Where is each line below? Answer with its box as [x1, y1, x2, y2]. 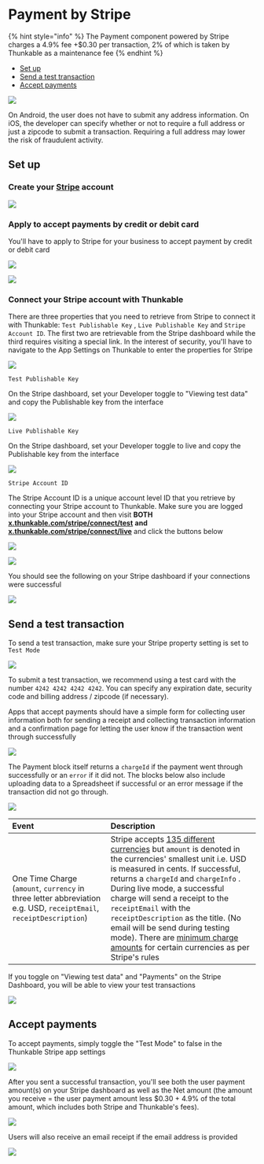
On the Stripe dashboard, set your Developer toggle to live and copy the [8, 441, 241, 451]
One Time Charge [12, 873, 78, 884]
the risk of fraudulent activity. [8, 135, 104, 145]
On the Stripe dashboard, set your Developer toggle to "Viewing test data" [8, 389, 248, 399]
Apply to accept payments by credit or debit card [8, 219, 199, 230]
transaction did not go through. [8, 787, 108, 797]
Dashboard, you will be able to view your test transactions [8, 981, 196, 990]
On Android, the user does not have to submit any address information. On [8, 110, 249, 120]
